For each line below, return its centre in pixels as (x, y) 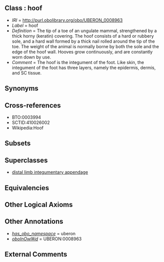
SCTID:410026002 (31, 123)
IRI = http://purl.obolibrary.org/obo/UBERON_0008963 (67, 20)
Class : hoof (24, 8)
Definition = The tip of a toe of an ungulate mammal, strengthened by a (84, 31)
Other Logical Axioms (39, 205)
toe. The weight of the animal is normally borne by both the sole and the (85, 46)
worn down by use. (31, 57)
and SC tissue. (27, 73)
